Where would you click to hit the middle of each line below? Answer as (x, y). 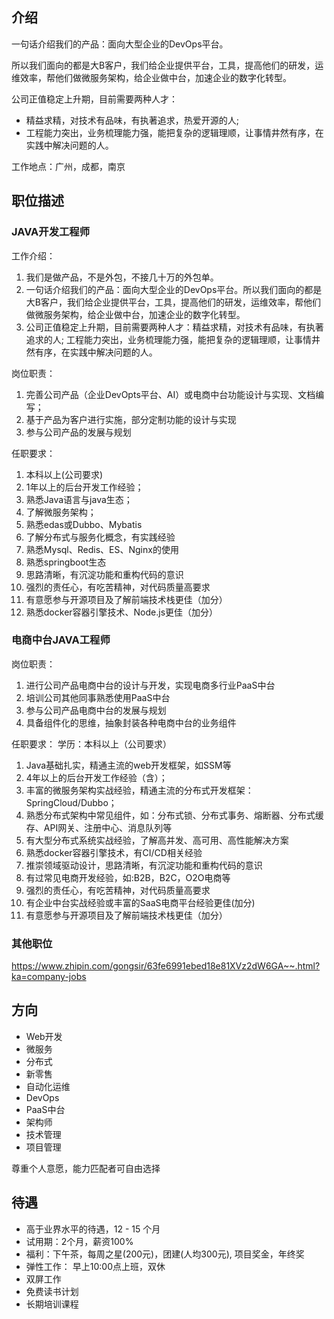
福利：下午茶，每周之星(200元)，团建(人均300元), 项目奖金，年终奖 (165, 1254)
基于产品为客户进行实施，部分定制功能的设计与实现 (131, 419)
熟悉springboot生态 (66, 562)
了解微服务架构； (61, 512)
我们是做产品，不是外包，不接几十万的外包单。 (122, 277)
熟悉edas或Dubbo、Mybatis (84, 524)
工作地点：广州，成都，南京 (68, 166)
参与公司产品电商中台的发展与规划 (96, 710)
